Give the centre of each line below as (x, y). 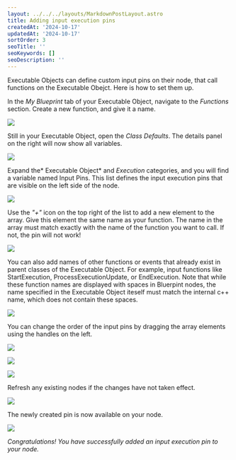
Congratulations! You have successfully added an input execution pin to (113, 441)
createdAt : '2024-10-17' (44, 27)
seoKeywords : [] (31, 54)
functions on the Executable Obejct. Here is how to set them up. (101, 87)
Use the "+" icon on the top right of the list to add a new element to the (111, 212)
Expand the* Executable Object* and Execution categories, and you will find (118, 170)
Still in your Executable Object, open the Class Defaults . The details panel (115, 136)
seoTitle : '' (27, 47)
